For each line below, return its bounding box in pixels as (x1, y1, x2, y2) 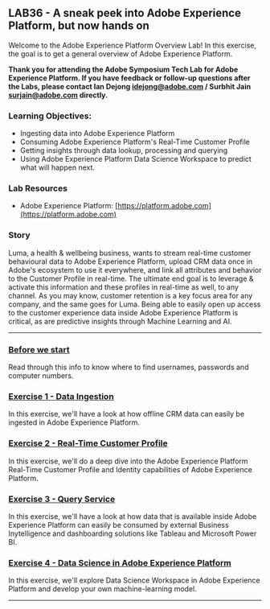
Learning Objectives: (8, 110, 92, 121)
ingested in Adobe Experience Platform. (8, 418, 141, 427)
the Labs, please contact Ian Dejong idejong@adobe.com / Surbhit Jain (8, 81, 252, 91)
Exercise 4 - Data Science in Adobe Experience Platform (8, 557, 231, 568)
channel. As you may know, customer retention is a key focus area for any (8, 290, 253, 300)
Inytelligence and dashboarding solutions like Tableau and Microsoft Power (8, 529, 257, 538)
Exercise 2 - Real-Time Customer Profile (8, 438, 169, 449)
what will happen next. (19, 163, 95, 172)
